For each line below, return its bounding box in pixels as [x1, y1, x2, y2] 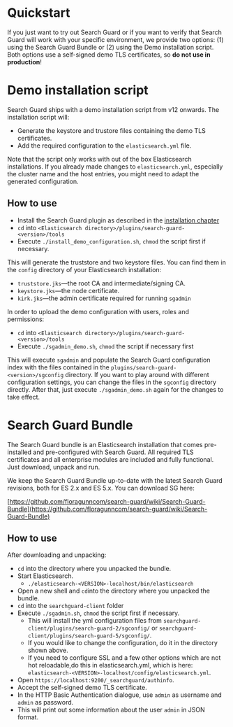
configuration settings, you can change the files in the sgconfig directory [7, 378, 217, 386]
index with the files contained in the [7, 362, 110, 372]
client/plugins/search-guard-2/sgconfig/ [27, 625, 150, 633]
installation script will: [7, 113, 70, 121]
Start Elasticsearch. [17, 572, 74, 580]
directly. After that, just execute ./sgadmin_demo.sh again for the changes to [7, 385, 224, 393]
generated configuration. [7, 177, 79, 185]
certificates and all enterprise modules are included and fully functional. [7, 455, 214, 463]
